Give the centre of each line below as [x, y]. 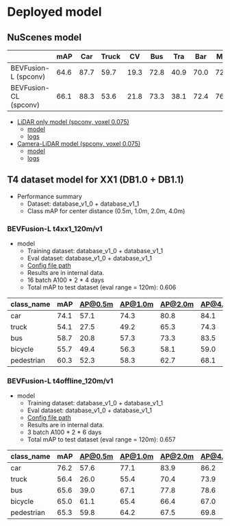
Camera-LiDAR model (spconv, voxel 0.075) [79, 144]
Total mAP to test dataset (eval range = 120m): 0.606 [102, 287]
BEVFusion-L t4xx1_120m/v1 [55, 228]
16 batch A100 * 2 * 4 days [66, 280]
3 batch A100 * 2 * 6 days [64, 432]
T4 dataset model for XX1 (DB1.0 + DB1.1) [95, 180]
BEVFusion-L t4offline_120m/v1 [60, 381]
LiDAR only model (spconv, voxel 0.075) [73, 122]
